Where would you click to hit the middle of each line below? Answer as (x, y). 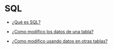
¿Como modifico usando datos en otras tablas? (60, 41)
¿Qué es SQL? (26, 22)
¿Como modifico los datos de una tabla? (53, 31)
